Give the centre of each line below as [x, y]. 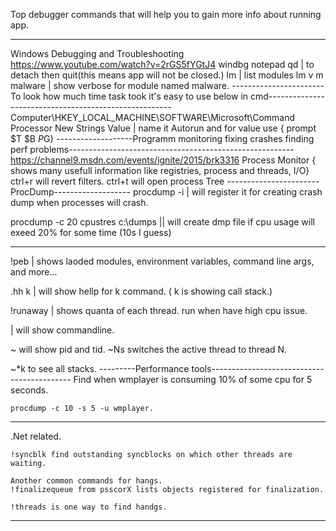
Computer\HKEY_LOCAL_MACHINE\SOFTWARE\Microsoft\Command [153, 117]
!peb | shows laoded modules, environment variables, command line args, [162, 261]
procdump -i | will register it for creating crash [227, 192]
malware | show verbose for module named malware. [120, 85]
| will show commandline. [62, 330]
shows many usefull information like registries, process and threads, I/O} [160, 170]
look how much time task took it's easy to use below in [136, 96]
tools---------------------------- [258, 368]
